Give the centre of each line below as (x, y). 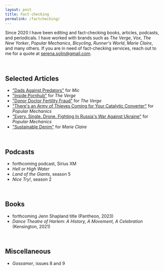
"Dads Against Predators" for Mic (46, 90)
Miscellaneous (28, 252)
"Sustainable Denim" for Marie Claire (49, 127)
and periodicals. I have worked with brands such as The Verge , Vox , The (78, 38)
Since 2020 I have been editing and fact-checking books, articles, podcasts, (82, 33)
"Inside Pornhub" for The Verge (44, 96)
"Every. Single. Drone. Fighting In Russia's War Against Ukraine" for (80, 116)
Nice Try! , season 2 (32, 179)
